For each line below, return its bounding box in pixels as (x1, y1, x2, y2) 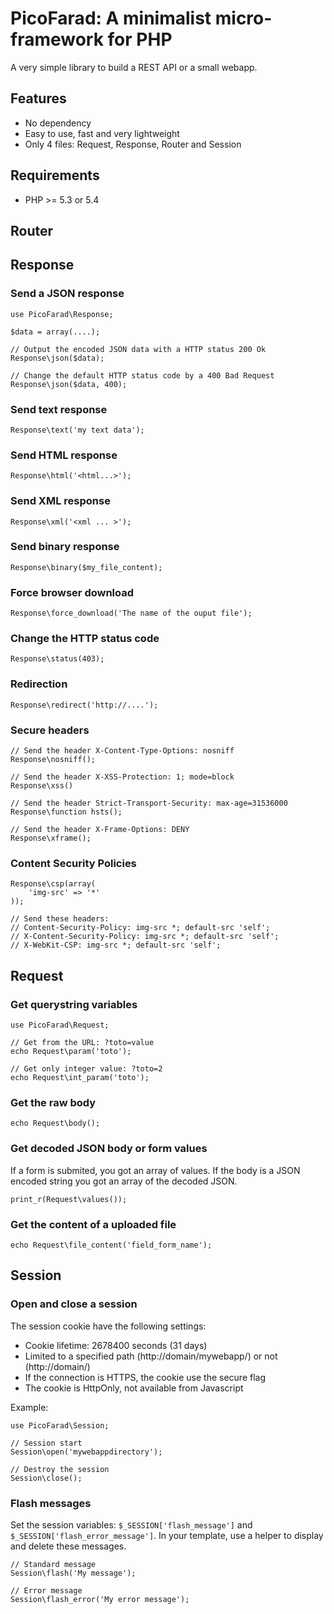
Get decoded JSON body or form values (10, 1142, 208, 1156)
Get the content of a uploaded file (10, 1217, 177, 1231)
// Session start (10, 1438, 83, 1448)
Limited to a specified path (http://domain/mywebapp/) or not (24, 1350, 278, 1362)
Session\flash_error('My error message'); (10, 1594, 190, 1604)
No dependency (24, 117, 92, 129)
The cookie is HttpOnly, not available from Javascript (24, 1382, 244, 1394)
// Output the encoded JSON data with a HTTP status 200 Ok (10, 344, 267, 354)
